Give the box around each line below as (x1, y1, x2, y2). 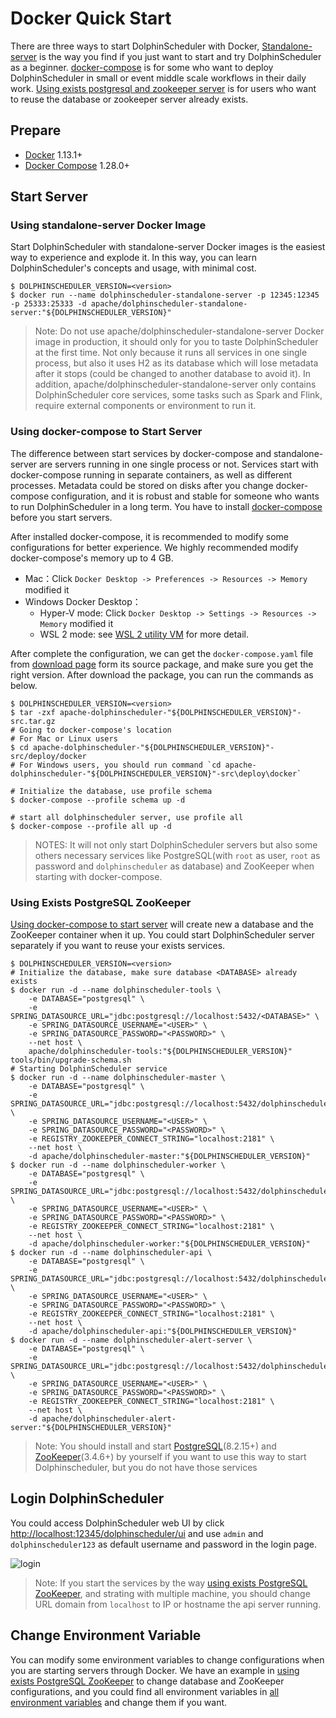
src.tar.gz (10, 716, 56, 726)
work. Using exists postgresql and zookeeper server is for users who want (10, 82, 317, 94)
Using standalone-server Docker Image (10, 218, 207, 232)
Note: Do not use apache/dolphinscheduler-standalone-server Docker (34, 325, 325, 337)
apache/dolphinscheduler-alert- (41, 1414, 177, 1424)
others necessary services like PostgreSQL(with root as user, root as (34, 849, 321, 861)
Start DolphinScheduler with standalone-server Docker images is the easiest (10, 241, 326, 253)
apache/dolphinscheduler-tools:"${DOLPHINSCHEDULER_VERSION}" (28, 1047, 293, 1057)
